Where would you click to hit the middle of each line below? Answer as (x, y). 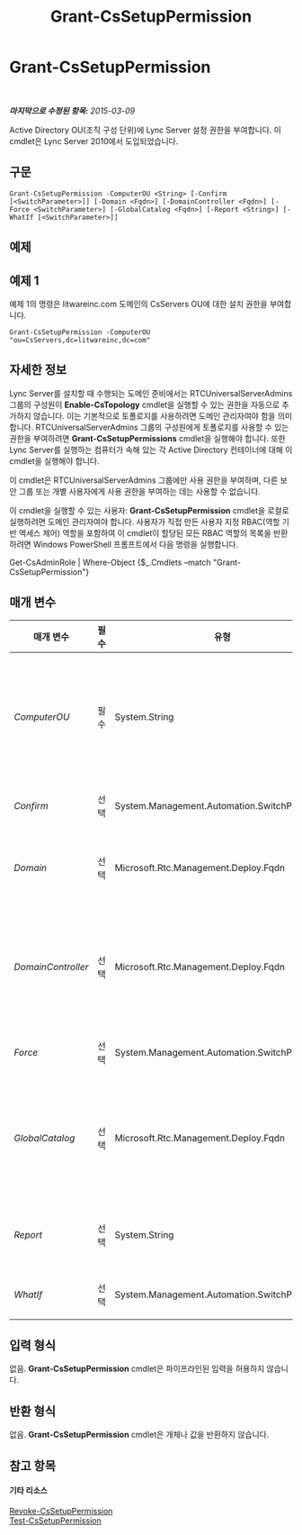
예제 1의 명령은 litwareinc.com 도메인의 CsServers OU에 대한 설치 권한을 (138, 304)
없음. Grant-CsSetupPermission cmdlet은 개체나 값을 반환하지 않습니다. (139, 1435)
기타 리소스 (28, 1490)
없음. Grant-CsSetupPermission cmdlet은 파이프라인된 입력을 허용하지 (137, 1369)
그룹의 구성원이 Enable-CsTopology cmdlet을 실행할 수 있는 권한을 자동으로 (145, 404)
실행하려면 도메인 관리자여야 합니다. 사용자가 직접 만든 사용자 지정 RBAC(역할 (145, 522)
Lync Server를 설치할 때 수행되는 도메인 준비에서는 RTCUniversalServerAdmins (151, 393)
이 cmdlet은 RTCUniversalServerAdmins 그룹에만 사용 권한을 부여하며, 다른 (144, 480)
